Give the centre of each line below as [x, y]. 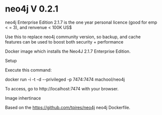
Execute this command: [28, 70]
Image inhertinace [23, 98]
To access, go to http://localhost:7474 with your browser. [62, 88]
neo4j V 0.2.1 [32, 9]
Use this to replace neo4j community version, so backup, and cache [73, 37]
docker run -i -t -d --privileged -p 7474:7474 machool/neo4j [65, 79]
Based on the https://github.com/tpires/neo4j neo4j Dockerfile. [68, 107]
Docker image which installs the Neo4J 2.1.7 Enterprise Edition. [68, 51]
